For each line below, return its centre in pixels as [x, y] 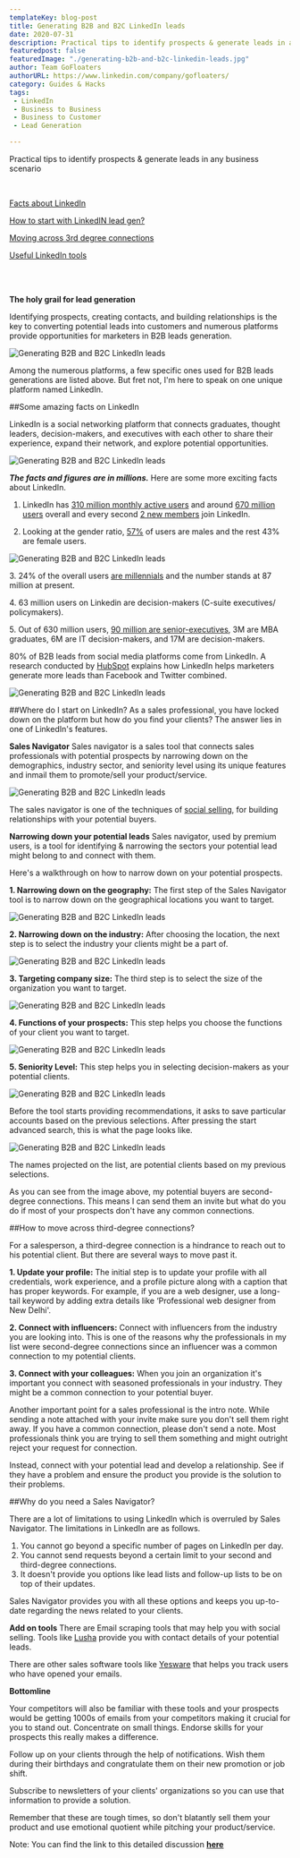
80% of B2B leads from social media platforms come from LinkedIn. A [137, 656]
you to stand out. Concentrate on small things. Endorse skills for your [136, 1727]
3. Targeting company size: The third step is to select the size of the [136, 978]
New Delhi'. [30, 1310]
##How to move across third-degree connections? [102, 1228]
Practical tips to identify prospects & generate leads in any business [134, 159]
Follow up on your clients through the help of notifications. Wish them [137, 1754]
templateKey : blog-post [54, 17]
